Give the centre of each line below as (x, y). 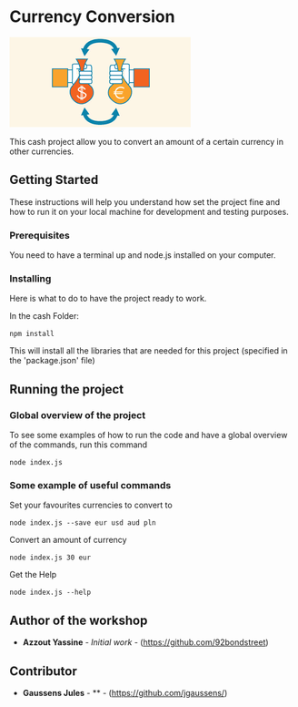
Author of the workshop (79, 620)
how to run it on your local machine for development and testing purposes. (149, 211)
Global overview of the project (78, 415)
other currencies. (42, 151)
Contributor (43, 671)
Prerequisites (40, 235)
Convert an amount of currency (68, 540)
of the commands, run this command (79, 445)
